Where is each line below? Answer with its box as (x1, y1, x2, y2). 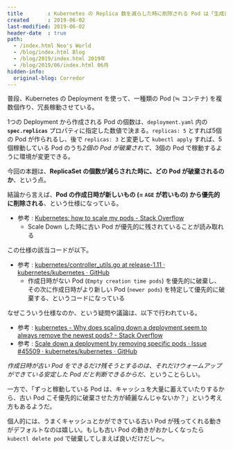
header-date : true (7, 29, 67, 37)
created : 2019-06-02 (7, 17, 85, 24)
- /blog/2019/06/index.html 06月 (13, 62, 109, 69)
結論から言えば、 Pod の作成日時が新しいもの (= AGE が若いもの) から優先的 (7, 191, 221, 199)
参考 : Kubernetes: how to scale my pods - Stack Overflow (17, 214, 184, 222)
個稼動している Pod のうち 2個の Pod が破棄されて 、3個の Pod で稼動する (7, 143, 216, 152)
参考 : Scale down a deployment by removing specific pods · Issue (17, 340, 207, 348)
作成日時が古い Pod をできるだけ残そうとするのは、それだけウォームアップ (7, 362, 222, 370)
